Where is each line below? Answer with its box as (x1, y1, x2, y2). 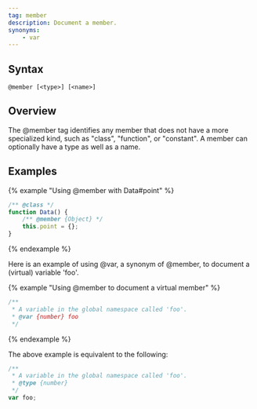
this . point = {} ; (22, 223, 79, 231)
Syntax (8, 62, 44, 75)
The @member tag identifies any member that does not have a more (8, 125, 229, 134)
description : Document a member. (8, 19, 118, 27)
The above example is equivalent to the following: (8, 349, 168, 359)
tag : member (8, 11, 47, 20)
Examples (8, 165, 57, 178)
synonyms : (8, 26, 41, 34)
